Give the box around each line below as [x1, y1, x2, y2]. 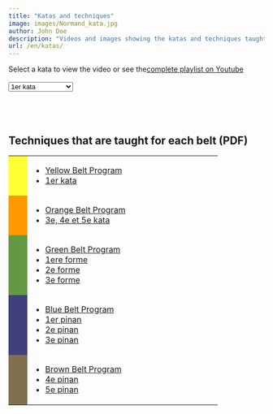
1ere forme [45, 253, 88, 265]
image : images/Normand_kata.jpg [8, 19, 118, 28]
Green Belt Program [45, 244, 121, 255]
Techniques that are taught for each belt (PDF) [8, 133, 249, 147]
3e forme [45, 274, 80, 285]
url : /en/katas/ [8, 42, 63, 50]
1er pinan [45, 313, 82, 325]
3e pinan [45, 334, 79, 345]
